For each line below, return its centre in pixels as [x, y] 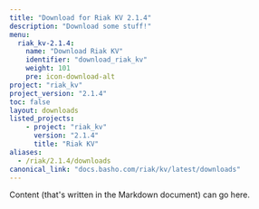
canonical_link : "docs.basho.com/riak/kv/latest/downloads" [125, 169]
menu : [19, 34]
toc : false [30, 102]
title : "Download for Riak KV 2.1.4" [81, 18]
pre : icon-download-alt [71, 77]
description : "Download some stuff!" [81, 26]
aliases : [26, 152]
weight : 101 [48, 69]
